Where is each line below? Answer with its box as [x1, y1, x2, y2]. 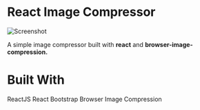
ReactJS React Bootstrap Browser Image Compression [7, 95, 162, 103]
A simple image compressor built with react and [7, 40, 143, 48]
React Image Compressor [7, 4, 156, 20]
